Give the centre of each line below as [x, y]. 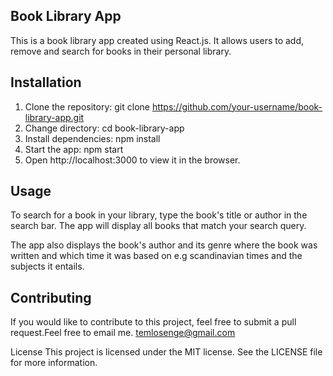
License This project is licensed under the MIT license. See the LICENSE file [166, 352]
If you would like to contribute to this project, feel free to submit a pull [153, 322]
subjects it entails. [47, 266]
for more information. [54, 363]
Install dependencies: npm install [92, 138]
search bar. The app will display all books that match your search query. [158, 226]
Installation [46, 82]
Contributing [51, 297]
